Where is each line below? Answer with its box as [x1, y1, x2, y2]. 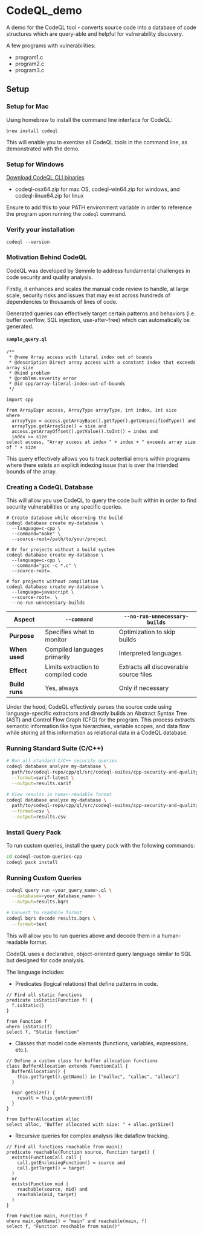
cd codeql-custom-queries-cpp [6, 854, 83, 860]
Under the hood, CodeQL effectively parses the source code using [6, 703, 172, 711]
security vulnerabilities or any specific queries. [6, 503, 123, 510]
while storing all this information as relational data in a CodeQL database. [6, 729, 188, 737]
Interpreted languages [118, 649, 182, 658]
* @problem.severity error [8, 375, 77, 381]
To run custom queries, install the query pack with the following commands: [6, 842, 195, 849]
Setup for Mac [6, 102, 49, 111]
